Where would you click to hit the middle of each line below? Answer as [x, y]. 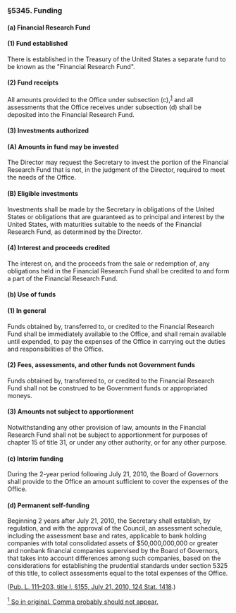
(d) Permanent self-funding [49, 505]
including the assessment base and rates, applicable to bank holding [107, 536]
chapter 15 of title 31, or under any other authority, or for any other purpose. [117, 442]
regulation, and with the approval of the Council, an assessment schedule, [115, 528]
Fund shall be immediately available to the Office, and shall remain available [117, 334]
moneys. [20, 395]
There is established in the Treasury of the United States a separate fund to [117, 59]
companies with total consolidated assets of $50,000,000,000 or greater [113, 543]
